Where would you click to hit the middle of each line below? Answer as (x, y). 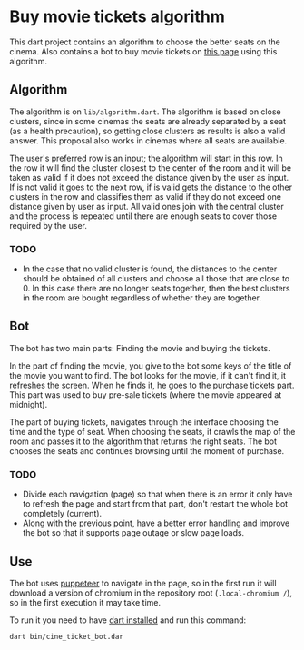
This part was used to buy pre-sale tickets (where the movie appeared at (146, 394)
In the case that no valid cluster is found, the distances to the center (150, 269)
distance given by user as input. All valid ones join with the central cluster (147, 206)
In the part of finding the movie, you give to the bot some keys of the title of (151, 366)
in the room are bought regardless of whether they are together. (142, 298)
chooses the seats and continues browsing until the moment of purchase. (147, 450)
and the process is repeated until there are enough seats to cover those (143, 216)
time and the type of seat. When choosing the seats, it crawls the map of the (152, 431)
